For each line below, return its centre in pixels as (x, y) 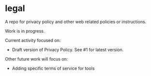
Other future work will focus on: (37, 59)
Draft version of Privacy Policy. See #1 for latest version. (68, 50)
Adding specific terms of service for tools (53, 68)
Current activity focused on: (33, 40)
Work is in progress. (25, 31)
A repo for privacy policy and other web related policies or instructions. (76, 22)
